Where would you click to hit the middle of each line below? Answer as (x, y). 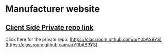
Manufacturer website (53, 9)
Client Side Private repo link (49, 28)
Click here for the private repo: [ (38, 39)
